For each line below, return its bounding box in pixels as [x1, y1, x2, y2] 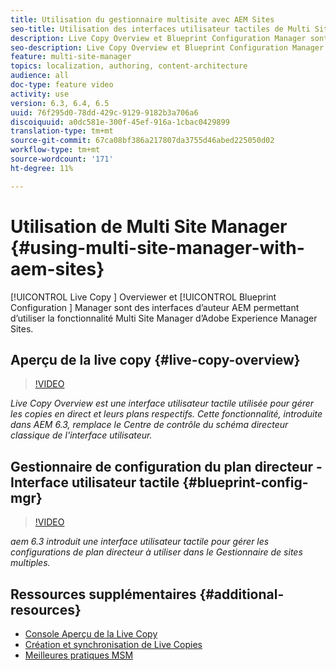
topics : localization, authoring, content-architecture [10, 61, 248, 71]
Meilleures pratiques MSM [24, 649, 134, 661]
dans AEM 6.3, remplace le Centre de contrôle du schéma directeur [10, 419, 289, 431]
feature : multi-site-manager [10, 52, 132, 62]
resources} [10, 601, 82, 618]
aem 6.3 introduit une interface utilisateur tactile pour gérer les [10, 536, 270, 548]
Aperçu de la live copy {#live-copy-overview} [10, 351, 301, 368]
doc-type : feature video [10, 80, 114, 90]
